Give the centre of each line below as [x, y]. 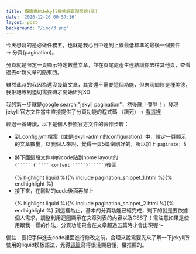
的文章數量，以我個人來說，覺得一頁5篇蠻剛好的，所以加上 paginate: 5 [100, 144]
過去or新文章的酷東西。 [34, 72]
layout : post [22, 22]
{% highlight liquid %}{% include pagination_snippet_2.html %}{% [94, 204]
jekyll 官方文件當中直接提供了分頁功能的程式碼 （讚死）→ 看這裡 [84, 112]
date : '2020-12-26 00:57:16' [42, 17]
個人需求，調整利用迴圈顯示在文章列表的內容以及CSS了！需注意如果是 [99, 218]
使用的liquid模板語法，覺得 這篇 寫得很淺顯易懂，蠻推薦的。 [77, 245]
